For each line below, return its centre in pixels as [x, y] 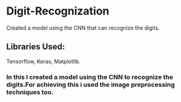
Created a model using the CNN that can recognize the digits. [83, 28]
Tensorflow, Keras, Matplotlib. [43, 61]
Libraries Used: [36, 47]
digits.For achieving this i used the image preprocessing [91, 84]
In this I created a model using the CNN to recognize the [90, 77]
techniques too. [30, 92]
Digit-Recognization [58, 11]
